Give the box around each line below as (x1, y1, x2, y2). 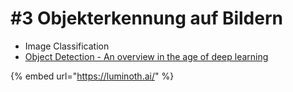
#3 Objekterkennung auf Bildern (10, 7, 283, 30)
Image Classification (24, 40, 110, 52)
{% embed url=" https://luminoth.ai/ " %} (10, 70, 175, 82)
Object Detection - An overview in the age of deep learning (24, 50, 269, 62)
